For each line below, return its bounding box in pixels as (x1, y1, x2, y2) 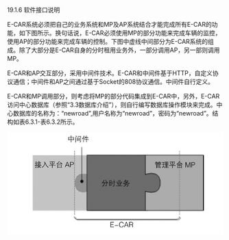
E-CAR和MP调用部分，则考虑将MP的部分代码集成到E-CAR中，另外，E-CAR (7, 92, 220, 100)
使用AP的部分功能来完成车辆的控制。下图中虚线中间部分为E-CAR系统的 (7, 37, 208, 45)
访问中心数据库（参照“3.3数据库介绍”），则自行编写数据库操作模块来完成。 (7, 101, 217, 109)
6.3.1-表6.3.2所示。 (25, 118, 79, 126)
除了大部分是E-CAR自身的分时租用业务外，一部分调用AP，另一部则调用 (19, 46, 221, 54)
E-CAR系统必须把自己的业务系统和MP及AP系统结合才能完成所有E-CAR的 (7, 20, 213, 28)
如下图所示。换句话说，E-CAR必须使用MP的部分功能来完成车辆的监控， (19, 29, 221, 37)
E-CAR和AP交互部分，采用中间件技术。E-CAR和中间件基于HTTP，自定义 (7, 68, 213, 77)
